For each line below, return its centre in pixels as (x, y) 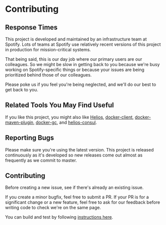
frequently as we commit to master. (41, 160)
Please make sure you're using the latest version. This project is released (80, 150)
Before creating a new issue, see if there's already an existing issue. (74, 187)
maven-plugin (19, 122)
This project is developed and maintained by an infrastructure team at (76, 39)
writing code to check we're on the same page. (53, 208)
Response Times (31, 27)
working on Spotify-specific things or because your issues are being (75, 70)
